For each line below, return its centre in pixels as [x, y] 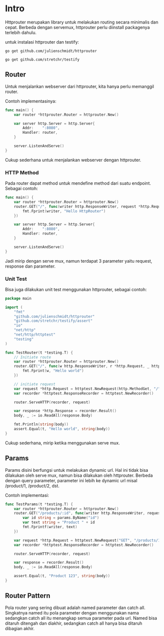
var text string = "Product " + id [59, 522]
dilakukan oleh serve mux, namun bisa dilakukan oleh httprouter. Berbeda [79, 475]
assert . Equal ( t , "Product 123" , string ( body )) [62, 576]
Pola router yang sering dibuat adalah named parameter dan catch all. [75, 608]
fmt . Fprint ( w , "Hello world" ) [53, 371]
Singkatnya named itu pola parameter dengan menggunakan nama [72, 612]
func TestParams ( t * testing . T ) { [39, 504]
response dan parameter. [31, 266]
